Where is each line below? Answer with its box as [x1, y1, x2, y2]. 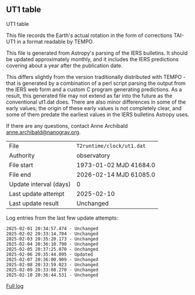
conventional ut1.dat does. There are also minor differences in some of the [6, 98, 186, 105]
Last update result [9, 199, 59, 207]
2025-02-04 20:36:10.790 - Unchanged [6, 241, 99, 247]
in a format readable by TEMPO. [16, 38, 94, 45]
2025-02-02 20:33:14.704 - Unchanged [6, 231, 99, 237]
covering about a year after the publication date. [6, 62, 123, 69]
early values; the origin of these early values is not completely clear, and [6, 104, 182, 111]
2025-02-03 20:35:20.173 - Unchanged [6, 236, 99, 242]
